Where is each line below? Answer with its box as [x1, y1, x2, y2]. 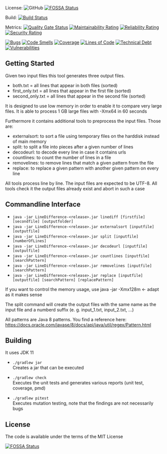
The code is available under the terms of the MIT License [5, 433, 123, 440]
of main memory [12, 138, 47, 144]
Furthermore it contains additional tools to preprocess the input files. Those [5, 118, 161, 124]
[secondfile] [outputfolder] [12, 219, 74, 224]
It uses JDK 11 [5, 350, 34, 356]
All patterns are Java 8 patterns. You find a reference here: [5, 316, 127, 322]
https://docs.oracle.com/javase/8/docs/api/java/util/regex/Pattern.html [5, 322, 151, 328]
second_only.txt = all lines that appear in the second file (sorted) [12, 93, 146, 99]
